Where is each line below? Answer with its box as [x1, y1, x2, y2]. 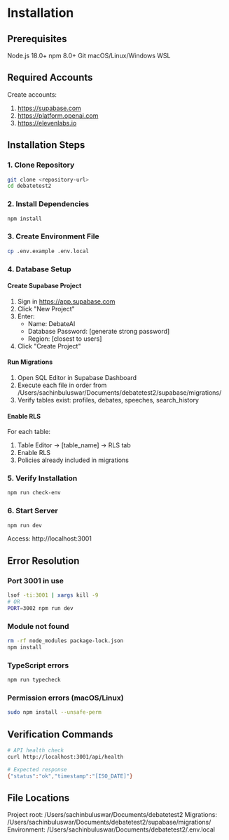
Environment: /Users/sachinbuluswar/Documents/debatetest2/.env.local [7, 825, 216, 834]
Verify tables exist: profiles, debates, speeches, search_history [17, 395, 200, 404]
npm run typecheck [7, 677, 61, 684]
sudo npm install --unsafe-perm [7, 709, 102, 716]
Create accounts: [7, 90, 57, 99]
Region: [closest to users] [27, 334, 102, 343]
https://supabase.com [17, 104, 82, 112]
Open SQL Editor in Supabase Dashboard [17, 373, 137, 381]
